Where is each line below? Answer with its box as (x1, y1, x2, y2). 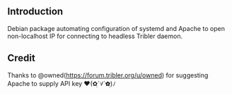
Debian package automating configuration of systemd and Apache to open (7, 24, 225, 32)
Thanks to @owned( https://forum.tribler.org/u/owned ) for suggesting (7, 70, 209, 80)
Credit (7, 52, 35, 64)
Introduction (7, 6, 64, 18)
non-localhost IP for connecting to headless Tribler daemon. (7, 32, 182, 40)
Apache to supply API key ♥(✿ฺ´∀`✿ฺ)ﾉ (7, 79, 116, 87)
